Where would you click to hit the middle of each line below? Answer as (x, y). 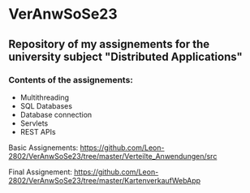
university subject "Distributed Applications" (126, 56)
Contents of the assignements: (71, 79)
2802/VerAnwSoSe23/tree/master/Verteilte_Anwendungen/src (113, 156)
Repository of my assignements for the (109, 44)
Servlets (34, 123)
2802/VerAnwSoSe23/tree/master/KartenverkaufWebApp (105, 180)
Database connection (56, 114)
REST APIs (38, 131)
